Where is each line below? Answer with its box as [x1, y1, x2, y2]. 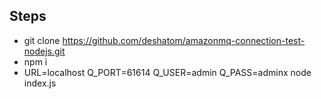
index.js [23, 77, 57, 89]
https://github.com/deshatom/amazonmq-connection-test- [62, 34, 306, 46]
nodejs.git [23, 45, 66, 57]
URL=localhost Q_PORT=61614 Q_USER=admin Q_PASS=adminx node [23, 66, 312, 78]
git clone [23, 34, 61, 46]
